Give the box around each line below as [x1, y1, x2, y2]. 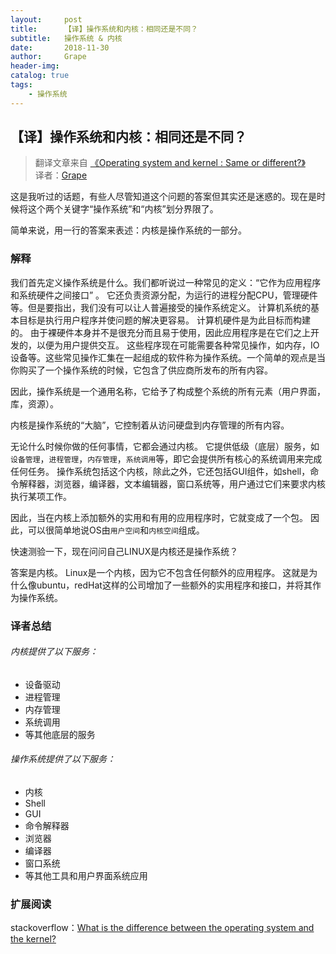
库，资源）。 [10, 397, 59, 410]
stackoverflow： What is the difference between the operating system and [10, 922, 315, 934]
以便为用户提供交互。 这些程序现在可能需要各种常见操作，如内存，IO [36, 339, 320, 351]
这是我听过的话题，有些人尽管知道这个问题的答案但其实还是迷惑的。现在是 [10, 191, 317, 203]
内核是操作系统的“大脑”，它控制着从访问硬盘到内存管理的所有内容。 [10, 419, 290, 431]
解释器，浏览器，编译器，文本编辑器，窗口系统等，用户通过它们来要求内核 [18, 477, 326, 490]
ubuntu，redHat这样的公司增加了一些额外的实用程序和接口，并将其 [36, 579, 313, 591]
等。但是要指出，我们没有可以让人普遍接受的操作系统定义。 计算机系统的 [10, 301, 311, 313]
